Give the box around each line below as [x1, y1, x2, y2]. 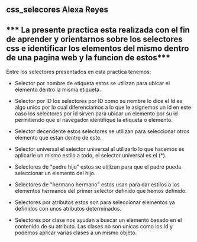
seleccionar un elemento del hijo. [14, 170, 96, 177]
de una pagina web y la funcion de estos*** [6, 53, 170, 63]
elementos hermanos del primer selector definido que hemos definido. [14, 188, 187, 195]
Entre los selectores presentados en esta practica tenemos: [6, 68, 151, 76]
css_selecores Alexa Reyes [6, 5, 108, 15]
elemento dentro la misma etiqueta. [14, 86, 101, 93]
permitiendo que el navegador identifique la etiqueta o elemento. [14, 117, 173, 124]
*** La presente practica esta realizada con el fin [6, 25, 190, 35]
